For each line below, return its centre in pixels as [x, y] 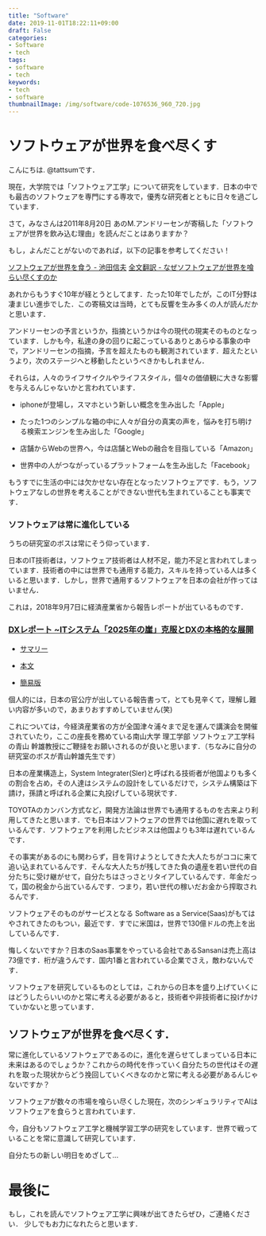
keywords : [25, 82]
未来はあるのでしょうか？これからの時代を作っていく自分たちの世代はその [130, 1065]
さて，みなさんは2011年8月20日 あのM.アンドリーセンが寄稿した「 [117, 224]
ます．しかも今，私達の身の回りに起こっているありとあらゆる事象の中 [136, 341]
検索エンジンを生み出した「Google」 [87, 431]
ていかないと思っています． [53, 1007]
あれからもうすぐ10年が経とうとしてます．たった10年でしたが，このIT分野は [133, 294]
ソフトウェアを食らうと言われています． [74, 1112]
